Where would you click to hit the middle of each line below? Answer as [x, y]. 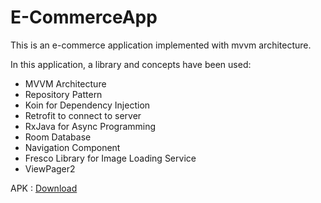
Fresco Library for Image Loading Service [110, 158]
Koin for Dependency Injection [87, 105]
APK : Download [44, 188]
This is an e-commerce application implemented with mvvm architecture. [161, 45]
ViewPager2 [50, 168]
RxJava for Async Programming [90, 126]
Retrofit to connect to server [83, 115]
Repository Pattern [63, 94]
